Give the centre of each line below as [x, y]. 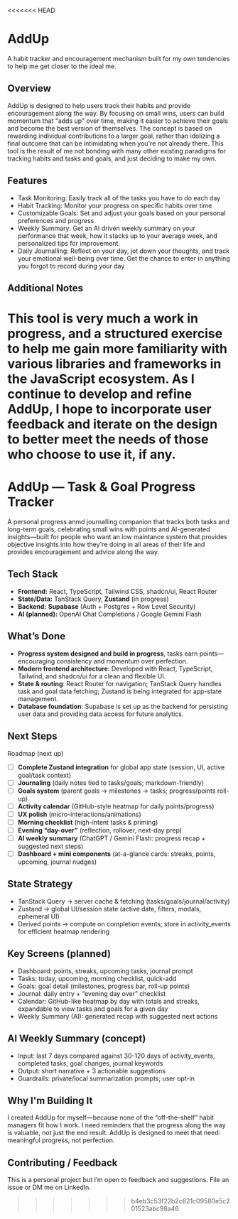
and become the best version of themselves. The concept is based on [110, 128]
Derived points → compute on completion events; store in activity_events [124, 923]
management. [38, 698]
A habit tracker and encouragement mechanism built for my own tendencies [119, 58]
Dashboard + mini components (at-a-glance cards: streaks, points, [117, 854]
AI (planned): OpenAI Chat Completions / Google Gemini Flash [109, 614]
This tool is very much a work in [103, 319]
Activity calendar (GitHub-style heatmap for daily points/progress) [116, 806]
